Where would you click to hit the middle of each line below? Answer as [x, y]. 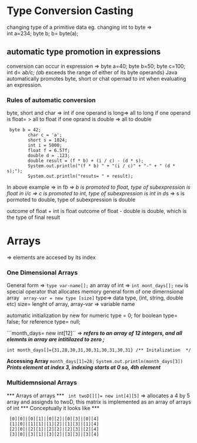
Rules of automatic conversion [51, 100]
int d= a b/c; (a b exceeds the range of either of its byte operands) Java [92, 72]
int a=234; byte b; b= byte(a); [43, 33]
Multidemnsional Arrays [42, 382]
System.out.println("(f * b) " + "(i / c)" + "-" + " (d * [102, 166]
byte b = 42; [25, 130]
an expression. [25, 85]
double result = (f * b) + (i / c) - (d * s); [86, 161]
